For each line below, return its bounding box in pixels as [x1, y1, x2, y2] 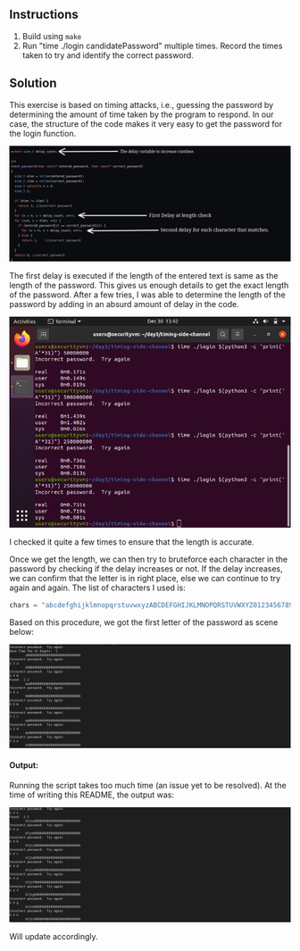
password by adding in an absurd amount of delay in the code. [9, 299, 239, 310]
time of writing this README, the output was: [9, 789, 174, 800]
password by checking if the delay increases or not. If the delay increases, [9, 563, 283, 574]
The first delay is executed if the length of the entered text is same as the [9, 271, 279, 281]
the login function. [9, 128, 77, 138]
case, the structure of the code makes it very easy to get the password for [9, 118, 283, 129]
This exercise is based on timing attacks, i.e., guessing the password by [9, 99, 274, 110]
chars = [9, 601, 38, 610]
